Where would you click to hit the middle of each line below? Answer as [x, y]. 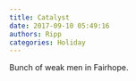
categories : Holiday [48, 42]
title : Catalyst [39, 17]
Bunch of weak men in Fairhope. [69, 68]
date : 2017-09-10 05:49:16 [59, 26]
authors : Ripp [36, 34]
